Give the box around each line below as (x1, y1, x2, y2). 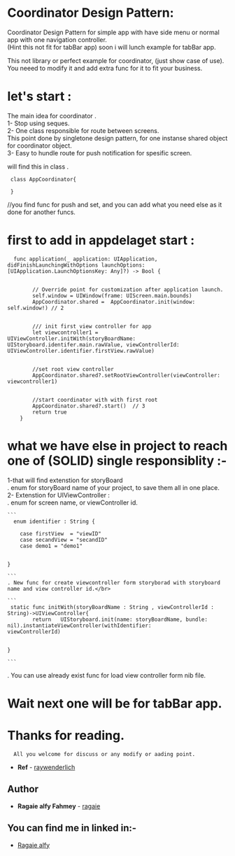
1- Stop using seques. (7, 119, 70, 127)
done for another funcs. (7, 208, 76, 216)
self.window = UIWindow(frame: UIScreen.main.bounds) (32, 292, 192, 299)
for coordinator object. (7, 141, 72, 150)
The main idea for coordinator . (7, 111, 97, 120)
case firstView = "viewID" (20, 530, 101, 537)
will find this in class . (7, 162, 69, 171)
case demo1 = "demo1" (20, 542, 83, 549)
